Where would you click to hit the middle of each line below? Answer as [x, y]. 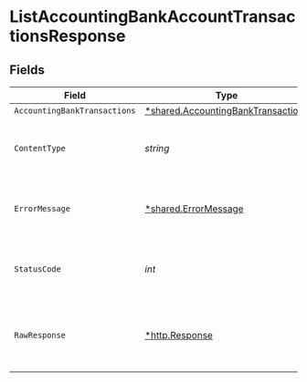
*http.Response [179, 335]
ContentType [40, 148]
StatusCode [37, 269]
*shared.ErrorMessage [194, 209]
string [157, 148]
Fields [27, 70]
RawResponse [40, 335]
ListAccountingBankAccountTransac [153, 17]
